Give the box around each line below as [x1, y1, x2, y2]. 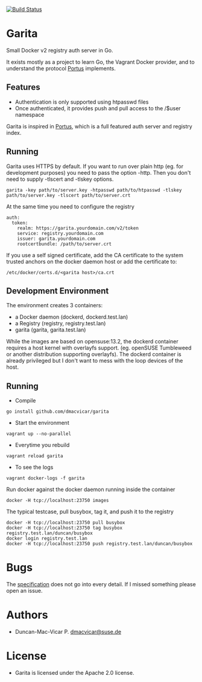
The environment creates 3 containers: [6, 302, 103, 309]
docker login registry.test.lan [6, 536, 87, 542]
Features [6, 82, 40, 93]
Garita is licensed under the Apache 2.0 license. [14, 669, 134, 676]
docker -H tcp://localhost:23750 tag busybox [6, 525, 122, 531]
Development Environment [6, 286, 109, 296]
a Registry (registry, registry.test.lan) [14, 320, 106, 327]
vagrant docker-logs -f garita [6, 475, 85, 481]
